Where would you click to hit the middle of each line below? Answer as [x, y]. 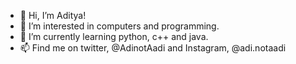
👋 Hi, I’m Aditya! [53, 15]
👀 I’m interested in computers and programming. [119, 26]
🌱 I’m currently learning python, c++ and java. [114, 36]
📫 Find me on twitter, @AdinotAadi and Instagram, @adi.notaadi [153, 48]
